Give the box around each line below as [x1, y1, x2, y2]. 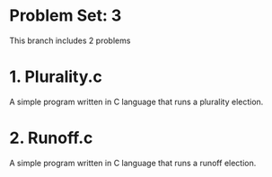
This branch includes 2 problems [9, 35, 131, 46]
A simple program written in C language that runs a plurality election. [9, 96, 264, 107]
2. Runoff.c [9, 128, 93, 148]
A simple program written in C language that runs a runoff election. [9, 157, 257, 168]
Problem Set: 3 [9, 5, 122, 26]
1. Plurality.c [9, 66, 103, 87]
